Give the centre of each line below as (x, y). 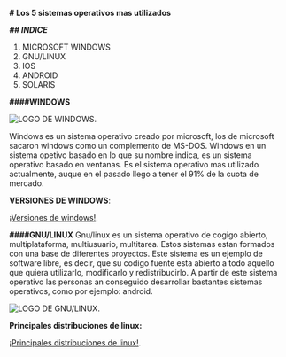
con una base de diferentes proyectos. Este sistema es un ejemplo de (136, 253)
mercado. (27, 183)
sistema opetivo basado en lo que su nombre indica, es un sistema (131, 155)
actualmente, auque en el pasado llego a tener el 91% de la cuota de (134, 174)
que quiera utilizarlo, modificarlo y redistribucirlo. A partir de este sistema (143, 272)
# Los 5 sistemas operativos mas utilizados (90, 13)
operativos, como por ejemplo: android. (81, 291)
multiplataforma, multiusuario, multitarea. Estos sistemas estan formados (142, 244)
